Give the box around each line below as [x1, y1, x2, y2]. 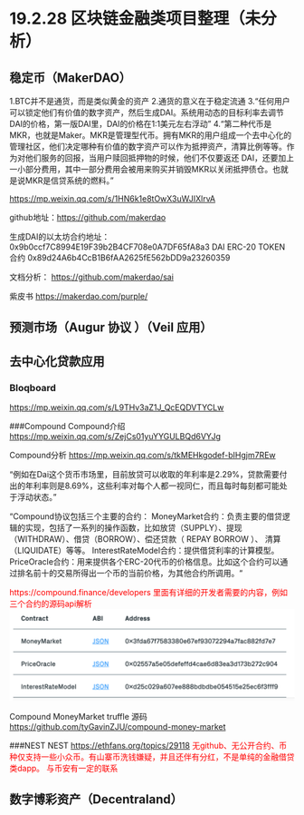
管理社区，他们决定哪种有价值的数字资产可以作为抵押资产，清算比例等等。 [9, 142, 287, 152]
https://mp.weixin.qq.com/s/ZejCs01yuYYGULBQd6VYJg [9, 431, 222, 442]
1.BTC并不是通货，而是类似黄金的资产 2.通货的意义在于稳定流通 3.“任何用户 [9, 96, 290, 106]
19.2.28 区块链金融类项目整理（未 [9, 8, 261, 29]
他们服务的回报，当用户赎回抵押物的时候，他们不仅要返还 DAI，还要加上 [24, 152, 294, 163]
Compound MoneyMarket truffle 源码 [9, 711, 147, 722]
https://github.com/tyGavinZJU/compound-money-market [9, 721, 226, 732]
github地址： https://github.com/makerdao [9, 212, 166, 222]
